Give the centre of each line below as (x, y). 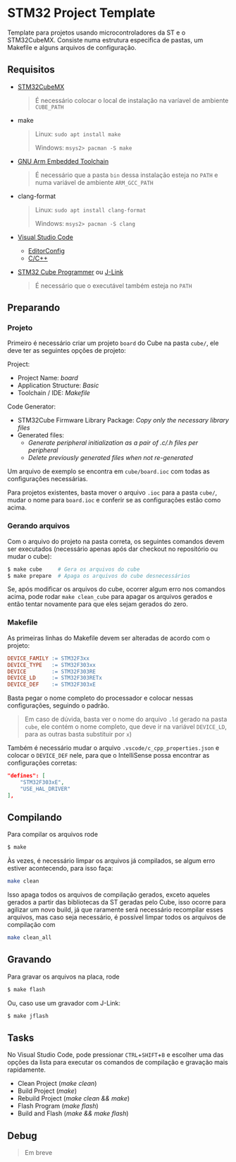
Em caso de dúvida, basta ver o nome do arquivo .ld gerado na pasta (126, 719)
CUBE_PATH (50, 107)
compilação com (31, 925)
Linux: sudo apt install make (78, 134)
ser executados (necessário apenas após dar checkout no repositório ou (113, 549)
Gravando (29, 960)
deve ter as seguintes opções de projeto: (67, 351)
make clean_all (30, 938)
